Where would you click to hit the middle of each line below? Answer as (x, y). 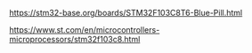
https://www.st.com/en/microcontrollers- (85, 30)
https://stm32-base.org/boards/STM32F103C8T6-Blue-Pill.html (126, 13)
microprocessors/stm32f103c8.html (75, 39)
